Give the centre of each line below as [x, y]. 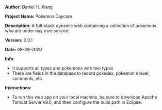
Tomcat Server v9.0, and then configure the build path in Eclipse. [77, 102]
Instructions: [18, 88]
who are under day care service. [38, 31]
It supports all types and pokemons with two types [63, 68]
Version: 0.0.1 [19, 40]
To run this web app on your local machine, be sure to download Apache [85, 97]
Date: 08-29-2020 [24, 49]
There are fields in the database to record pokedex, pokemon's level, [81, 73]
